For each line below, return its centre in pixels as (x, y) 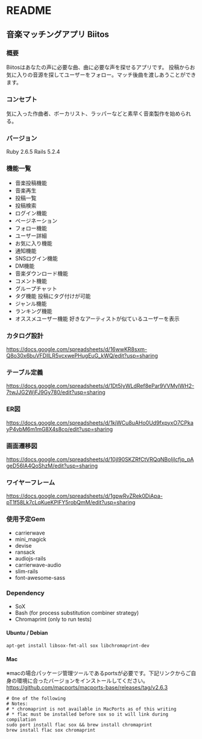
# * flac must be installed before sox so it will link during (87, 715)
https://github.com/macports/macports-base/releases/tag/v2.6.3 (87, 688)
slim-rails (26, 571)
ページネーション (36, 220)
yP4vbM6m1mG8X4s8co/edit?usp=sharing (60, 429)
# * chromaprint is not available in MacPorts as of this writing (91, 709)
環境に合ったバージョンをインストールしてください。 (83, 681)
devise (23, 545)
